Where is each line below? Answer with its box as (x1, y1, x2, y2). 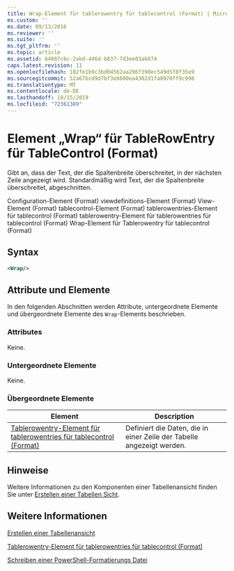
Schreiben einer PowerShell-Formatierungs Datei (7, 556, 148, 564)
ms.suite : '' (7, 36, 45, 43)
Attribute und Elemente (7, 284, 110, 296)
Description (154, 412, 194, 421)
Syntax (7, 246, 39, 258)
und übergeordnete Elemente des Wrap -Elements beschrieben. (7, 310, 187, 319)
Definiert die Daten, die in (125, 424, 209, 433)
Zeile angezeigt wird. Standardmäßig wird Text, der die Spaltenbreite (7, 175, 205, 184)
